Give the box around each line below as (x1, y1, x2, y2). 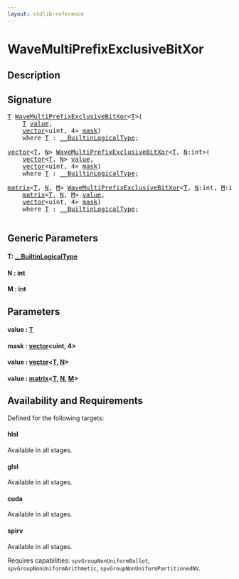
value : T (7, 325, 33, 334)
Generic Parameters (7, 232, 98, 244)
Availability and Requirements (7, 395, 144, 407)
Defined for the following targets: (7, 414, 105, 422)
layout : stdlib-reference (7, 10, 84, 18)
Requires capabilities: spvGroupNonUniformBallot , (7, 556, 151, 565)
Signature (7, 93, 52, 105)
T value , (22, 120, 53, 128)
